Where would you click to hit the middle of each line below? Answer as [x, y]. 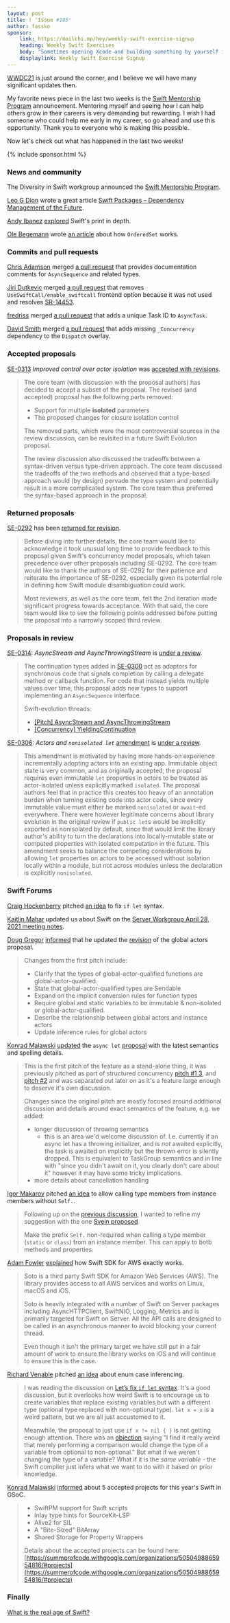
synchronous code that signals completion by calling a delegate [114, 673]
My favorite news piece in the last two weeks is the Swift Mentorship [104, 98]
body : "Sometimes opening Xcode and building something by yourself [119, 52]
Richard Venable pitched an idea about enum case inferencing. [96, 1374]
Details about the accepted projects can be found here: [102, 1550]
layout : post [26, 13]
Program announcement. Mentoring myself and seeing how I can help [105, 105]
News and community [44, 172]
